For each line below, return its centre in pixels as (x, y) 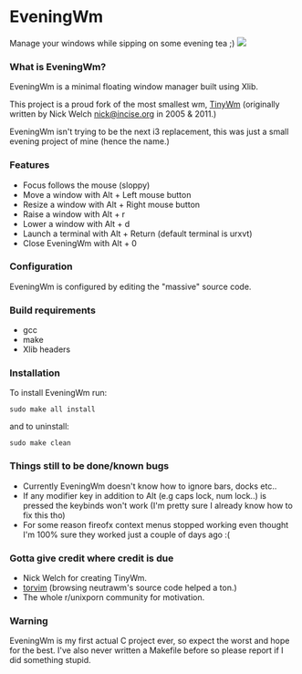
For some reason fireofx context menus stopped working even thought (156, 524)
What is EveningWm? (58, 67)
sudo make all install (52, 410)
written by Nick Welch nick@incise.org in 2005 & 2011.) (113, 114)
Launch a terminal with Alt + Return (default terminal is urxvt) (137, 233)
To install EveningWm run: (58, 393)
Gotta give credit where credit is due (92, 558)
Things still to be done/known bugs (89, 466)
